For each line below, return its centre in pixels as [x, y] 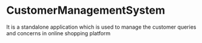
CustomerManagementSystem [86, 10]
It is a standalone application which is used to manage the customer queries [101, 27]
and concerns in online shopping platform [59, 33]
